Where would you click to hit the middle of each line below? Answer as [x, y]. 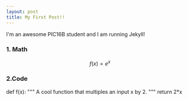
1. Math [17, 49]
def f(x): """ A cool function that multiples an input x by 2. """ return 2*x [94, 91]
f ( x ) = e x [100, 63]
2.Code [17, 79]
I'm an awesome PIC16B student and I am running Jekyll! [76, 34]
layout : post [22, 12]
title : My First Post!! [36, 17]
